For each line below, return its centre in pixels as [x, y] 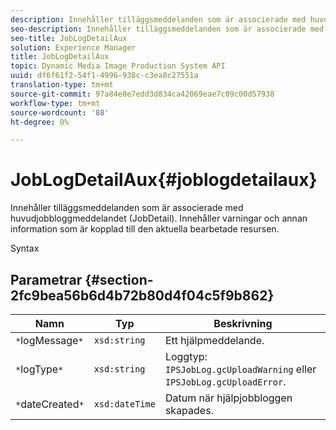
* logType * [39, 369]
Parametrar [46, 279]
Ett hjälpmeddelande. [214, 340]
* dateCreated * [50, 404]
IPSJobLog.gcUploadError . [225, 381]
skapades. [189, 410]
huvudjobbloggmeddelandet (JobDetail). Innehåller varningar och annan [159, 218]
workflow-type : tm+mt [55, 103]
